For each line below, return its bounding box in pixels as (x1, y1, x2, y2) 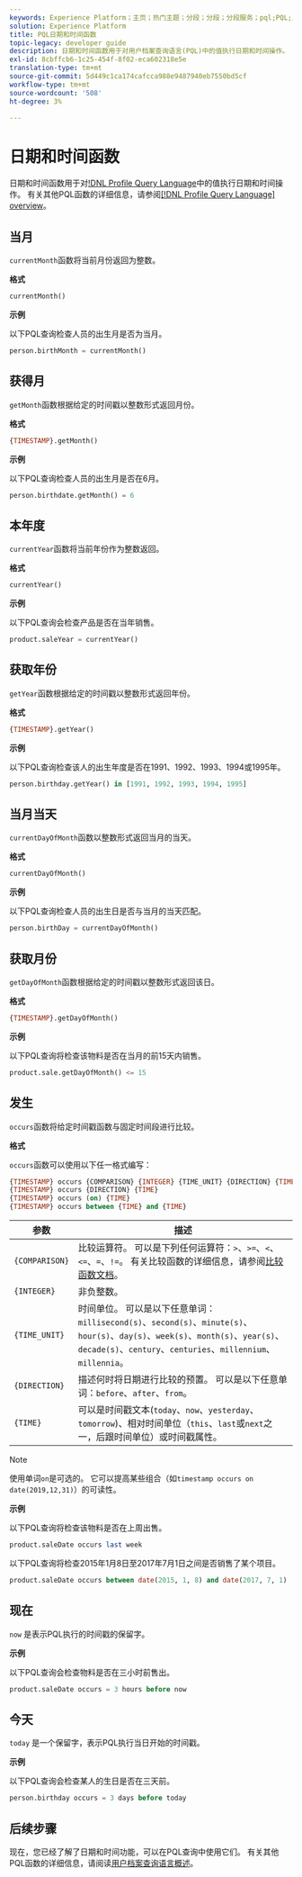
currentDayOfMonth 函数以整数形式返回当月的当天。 (9, 832, 196, 843)
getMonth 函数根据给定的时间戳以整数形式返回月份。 (9, 399, 200, 410)
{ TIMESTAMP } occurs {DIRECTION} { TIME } (9, 1186, 159, 1195)
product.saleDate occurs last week (9, 1540, 143, 1549)
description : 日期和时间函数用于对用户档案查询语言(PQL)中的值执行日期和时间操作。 (9, 47, 289, 56)
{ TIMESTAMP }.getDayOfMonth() (9, 1014, 119, 1023)
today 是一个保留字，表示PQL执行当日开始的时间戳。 (9, 1737, 205, 1748)
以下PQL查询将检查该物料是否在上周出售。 (9, 1522, 167, 1533)
